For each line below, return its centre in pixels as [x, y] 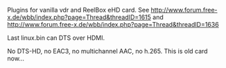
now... [16, 58]
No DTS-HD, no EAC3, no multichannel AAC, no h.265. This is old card [107, 51]
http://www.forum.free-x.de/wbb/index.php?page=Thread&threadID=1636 [113, 24]
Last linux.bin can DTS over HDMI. [56, 38]
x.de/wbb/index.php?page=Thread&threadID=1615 [79, 17]
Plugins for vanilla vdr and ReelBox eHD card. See [78, 10]
